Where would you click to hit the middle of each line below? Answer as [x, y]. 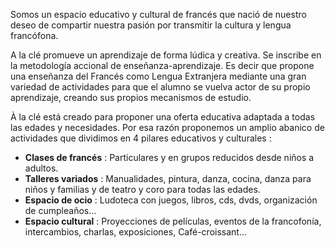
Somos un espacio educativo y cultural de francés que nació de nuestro [158, 14]
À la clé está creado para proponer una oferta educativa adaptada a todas [163, 117]
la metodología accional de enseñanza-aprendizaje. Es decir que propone [162, 65]
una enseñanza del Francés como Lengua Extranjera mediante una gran [158, 76]
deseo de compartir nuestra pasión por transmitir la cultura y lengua [151, 25]
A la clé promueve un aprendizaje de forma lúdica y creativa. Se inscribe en [166, 55]
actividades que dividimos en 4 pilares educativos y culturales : [141, 138]
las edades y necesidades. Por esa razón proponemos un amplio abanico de [167, 127]
